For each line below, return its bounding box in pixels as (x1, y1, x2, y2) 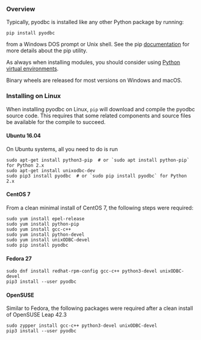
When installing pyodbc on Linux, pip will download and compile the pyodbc (6, 105, 196, 113)
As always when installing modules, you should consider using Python (6, 59, 181, 66)
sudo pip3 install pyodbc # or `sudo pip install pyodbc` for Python (6, 173, 187, 179)
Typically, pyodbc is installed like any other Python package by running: (6, 19, 184, 26)
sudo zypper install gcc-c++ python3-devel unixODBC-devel (6, 323, 158, 329)
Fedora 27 (6, 255, 32, 262)
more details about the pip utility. (6, 47, 88, 54)
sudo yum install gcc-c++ (6, 226, 71, 232)
